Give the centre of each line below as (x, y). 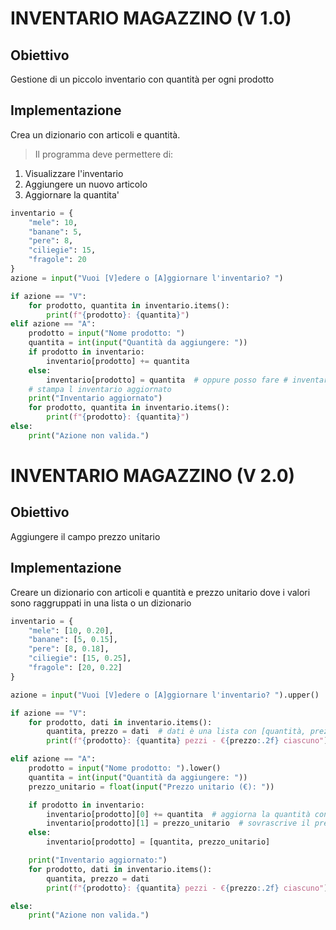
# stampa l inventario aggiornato (100, 389)
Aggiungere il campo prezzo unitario (85, 536)
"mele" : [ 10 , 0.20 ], (71, 630)
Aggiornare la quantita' (72, 194)
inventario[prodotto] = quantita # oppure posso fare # (167, 380)
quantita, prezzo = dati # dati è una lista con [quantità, (176, 732)
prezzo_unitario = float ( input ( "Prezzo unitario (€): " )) (151, 787)
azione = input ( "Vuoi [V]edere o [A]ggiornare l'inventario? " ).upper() (165, 695)
